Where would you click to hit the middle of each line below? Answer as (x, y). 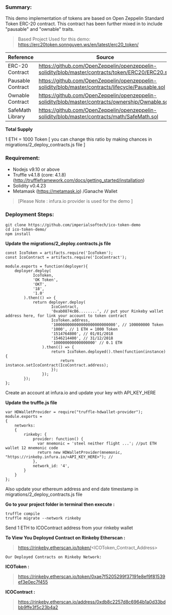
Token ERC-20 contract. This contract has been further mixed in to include (84, 24)
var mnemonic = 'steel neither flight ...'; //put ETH (97, 443)
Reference (21, 57)
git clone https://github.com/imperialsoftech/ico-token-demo (73, 225)
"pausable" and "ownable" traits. (40, 29)
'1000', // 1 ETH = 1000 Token (84, 329)
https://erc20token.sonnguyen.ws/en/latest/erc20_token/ (78, 45)
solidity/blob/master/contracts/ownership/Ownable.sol (104, 102)
